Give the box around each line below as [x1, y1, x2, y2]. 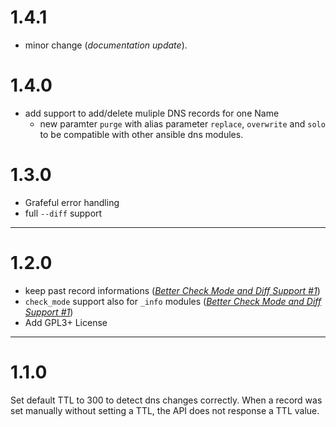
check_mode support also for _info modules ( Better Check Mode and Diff [24, 295, 322, 307]
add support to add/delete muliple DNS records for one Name [24, 107, 280, 119]
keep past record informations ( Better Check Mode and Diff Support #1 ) [24, 284, 321, 296]
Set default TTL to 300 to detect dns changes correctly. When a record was [10, 394, 323, 406]
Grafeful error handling [24, 196, 120, 208]
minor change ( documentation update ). [24, 39, 188, 51]
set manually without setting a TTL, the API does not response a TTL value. [10, 404, 320, 416]
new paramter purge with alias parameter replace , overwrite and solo [39, 117, 326, 130]
